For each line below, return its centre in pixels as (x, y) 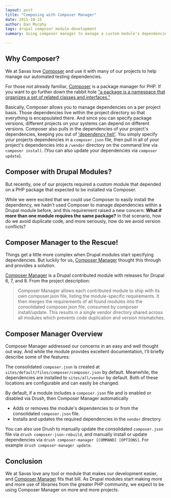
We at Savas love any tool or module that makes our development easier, (81, 474)
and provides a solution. (31, 266)
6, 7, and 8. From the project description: (48, 281)
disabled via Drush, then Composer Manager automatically (67, 399)
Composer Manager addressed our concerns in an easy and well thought (82, 346)
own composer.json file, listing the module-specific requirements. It (88, 296)
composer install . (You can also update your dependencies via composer (81, 150)
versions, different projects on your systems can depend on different (77, 123)
